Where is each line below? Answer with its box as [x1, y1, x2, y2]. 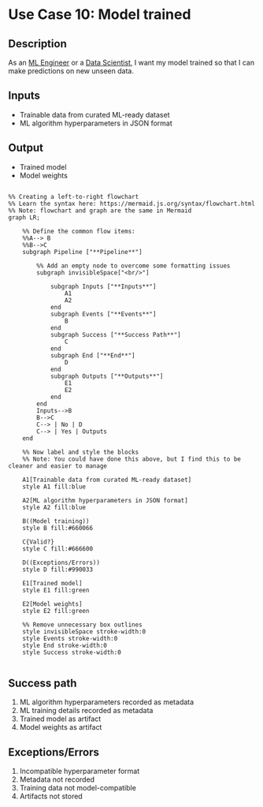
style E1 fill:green [22, 586, 90, 594]
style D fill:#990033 [22, 566, 93, 573]
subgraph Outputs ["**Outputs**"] [50, 372, 164, 380]
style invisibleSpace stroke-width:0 [22, 627, 146, 636]
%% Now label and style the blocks [22, 448, 139, 456]
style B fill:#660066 [22, 524, 93, 532]
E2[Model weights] [22, 600, 83, 608]
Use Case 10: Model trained [8, 6, 191, 24]
